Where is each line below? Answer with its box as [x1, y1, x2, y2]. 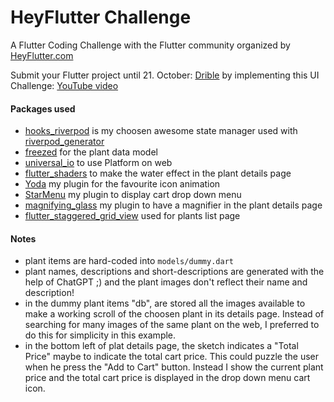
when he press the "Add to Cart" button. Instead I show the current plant [24, 361, 324, 373]
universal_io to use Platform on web [24, 157, 173, 169]
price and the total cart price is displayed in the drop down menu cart [24, 372, 311, 384]
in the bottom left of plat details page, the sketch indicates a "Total [24, 340, 299, 352]
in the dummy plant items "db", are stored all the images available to [24, 297, 306, 310]
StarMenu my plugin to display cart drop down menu [24, 189, 242, 201]
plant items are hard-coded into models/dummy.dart [24, 255, 234, 267]
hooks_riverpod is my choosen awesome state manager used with [24, 125, 298, 137]
